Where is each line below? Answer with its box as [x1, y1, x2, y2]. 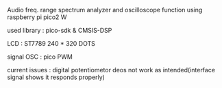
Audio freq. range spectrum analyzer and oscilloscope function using [7, 6, 203, 14]
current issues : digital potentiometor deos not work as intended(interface [7, 66, 216, 74]
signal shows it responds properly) [7, 73, 105, 81]
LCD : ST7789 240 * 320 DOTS [7, 40, 96, 47]
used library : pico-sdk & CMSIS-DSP [7, 27, 112, 34]
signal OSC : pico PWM [7, 53, 73, 61]
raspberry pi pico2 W [7, 13, 67, 21]
